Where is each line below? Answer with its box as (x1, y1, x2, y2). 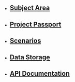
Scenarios (9, 37, 41, 45)
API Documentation (9, 69, 70, 78)
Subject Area (9, 4, 50, 12)
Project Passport (9, 20, 61, 28)
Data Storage (9, 53, 50, 61)
